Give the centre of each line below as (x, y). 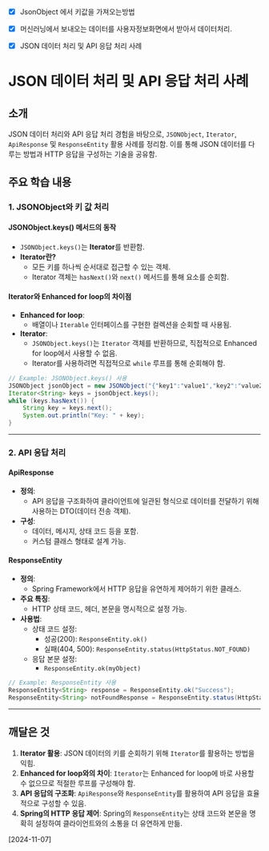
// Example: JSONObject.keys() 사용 (68, 378)
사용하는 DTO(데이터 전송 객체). (81, 511)
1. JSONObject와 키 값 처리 (59, 207)
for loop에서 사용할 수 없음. (74, 353)
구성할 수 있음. (64, 803)
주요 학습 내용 (40, 182)
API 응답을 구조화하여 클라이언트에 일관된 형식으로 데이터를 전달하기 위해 (145, 501)
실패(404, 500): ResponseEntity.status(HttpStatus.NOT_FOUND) (147, 649)
